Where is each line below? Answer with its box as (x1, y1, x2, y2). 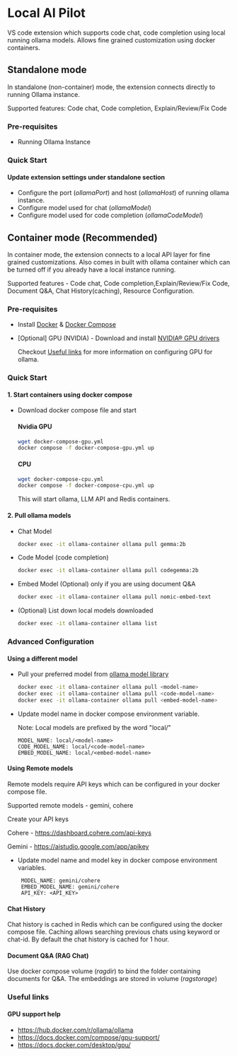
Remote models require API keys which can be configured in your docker (7, 779, 221, 788)
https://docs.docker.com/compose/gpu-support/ (17, 1033, 161, 1041)
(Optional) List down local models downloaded (17, 606, 154, 615)
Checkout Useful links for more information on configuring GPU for (17, 348, 213, 356)
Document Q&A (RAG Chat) (7, 951, 89, 960)
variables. (17, 863, 47, 871)
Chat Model (17, 527, 52, 535)
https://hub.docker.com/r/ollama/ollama (17, 1026, 134, 1034)
